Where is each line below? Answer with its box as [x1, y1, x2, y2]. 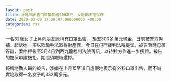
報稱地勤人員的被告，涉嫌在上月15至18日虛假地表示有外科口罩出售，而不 [5, 65, 157, 71]
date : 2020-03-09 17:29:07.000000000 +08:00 [5, 17, 101, 22]
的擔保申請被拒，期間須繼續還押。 [5, 55, 77, 61]
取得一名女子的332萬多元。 [14, 71, 72, 78]
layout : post [5, 7, 33, 13]
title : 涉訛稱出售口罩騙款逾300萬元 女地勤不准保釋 [5, 12, 104, 17]
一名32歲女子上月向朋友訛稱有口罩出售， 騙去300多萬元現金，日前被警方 [5, 36, 159, 42]
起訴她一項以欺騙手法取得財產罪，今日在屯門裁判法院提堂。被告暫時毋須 [14, 42, 166, 48]
